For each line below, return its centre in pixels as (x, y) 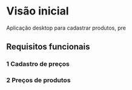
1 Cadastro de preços (38, 64)
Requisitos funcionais (48, 47)
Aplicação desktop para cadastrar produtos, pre (66, 28)
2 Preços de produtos (38, 80)
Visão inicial (38, 11)
